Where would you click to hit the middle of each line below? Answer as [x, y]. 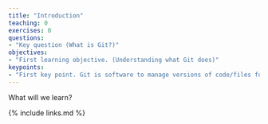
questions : [26, 38]
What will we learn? [40, 97]
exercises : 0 [30, 30]
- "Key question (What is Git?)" [64, 45]
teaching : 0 [28, 23]
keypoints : [26, 68]
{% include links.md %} [47, 113]
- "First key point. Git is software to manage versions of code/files [130, 75]
